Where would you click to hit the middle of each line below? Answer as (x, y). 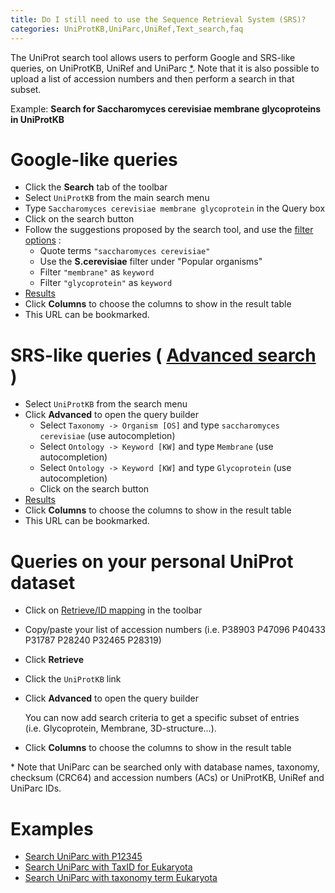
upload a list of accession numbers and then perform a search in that (152, 78)
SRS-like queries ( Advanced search (163, 355)
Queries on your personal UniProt (152, 561)
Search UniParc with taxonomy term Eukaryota (121, 878)
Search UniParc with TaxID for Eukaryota (108, 867)
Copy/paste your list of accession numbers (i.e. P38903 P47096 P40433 (175, 630)
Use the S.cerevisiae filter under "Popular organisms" (151, 262)
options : (43, 240)
